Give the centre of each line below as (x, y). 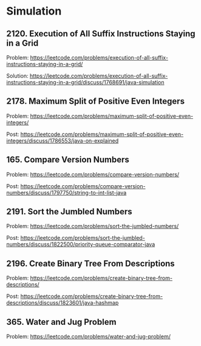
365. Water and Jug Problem (61, 322)
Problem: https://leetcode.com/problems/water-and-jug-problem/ (89, 337)
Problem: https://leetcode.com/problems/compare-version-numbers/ (93, 174)
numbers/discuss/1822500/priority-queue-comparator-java (81, 245)
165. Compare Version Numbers (68, 160)
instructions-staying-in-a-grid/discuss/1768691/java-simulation (85, 82)
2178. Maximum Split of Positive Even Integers (96, 101)
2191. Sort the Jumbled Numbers (69, 212)
